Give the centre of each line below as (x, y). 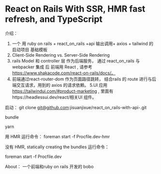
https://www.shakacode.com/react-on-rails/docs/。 (64, 73)
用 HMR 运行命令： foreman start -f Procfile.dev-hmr (58, 136)
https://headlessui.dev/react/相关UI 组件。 (54, 97)
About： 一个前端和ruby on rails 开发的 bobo (49, 166)
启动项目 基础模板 (29, 49)
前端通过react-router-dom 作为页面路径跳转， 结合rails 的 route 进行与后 (84, 79)
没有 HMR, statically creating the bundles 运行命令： (57, 147)
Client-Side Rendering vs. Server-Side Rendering (61, 55)
